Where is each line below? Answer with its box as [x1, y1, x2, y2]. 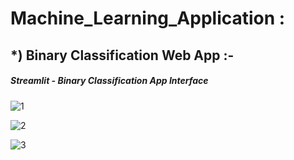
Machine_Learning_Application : [10, 7, 286, 30]
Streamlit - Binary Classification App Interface [10, 75, 209, 87]
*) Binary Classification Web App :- [10, 47, 235, 64]
